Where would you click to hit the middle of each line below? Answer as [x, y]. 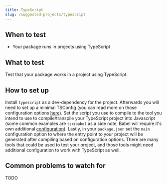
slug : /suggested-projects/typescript [45, 14]
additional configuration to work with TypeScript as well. [63, 150]
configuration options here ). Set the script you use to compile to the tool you [83, 112]
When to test [26, 35]
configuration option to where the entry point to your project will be [74, 134]
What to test [25, 62]
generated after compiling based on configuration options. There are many [82, 139]
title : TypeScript [24, 10]
